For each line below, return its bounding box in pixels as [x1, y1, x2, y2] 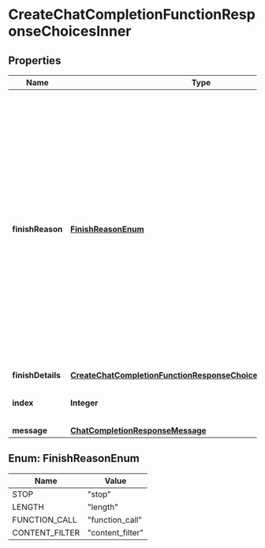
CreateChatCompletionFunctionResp [8, 6, 256, 24]
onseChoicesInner [8, 22, 132, 40]
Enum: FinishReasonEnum [8, 452, 140, 465]
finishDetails [12, 370, 61, 381]
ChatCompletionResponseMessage [70, 425, 207, 436]
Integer [70, 397, 99, 408]
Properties [8, 54, 62, 67]
